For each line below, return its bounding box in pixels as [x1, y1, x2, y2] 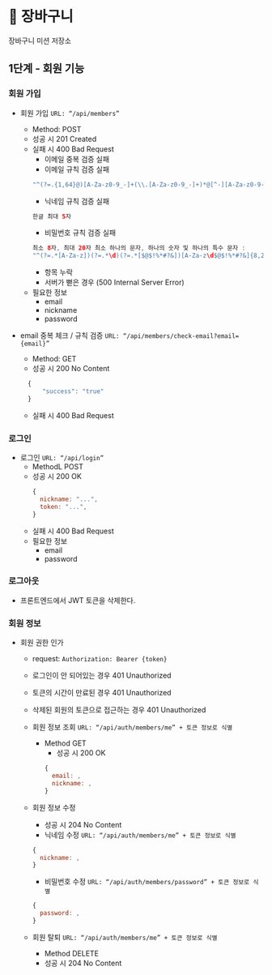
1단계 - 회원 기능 [8, 62, 85, 75]
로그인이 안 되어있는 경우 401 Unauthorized [32, 670, 172, 681]
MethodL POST [32, 462, 83, 472]
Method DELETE [44, 948, 100, 958]
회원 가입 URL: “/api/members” [19, 108, 120, 118]
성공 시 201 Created [32, 134, 97, 143]
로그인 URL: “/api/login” [19, 453, 104, 463]
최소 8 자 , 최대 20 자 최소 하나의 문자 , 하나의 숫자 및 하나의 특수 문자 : [32, 244, 246, 252]
